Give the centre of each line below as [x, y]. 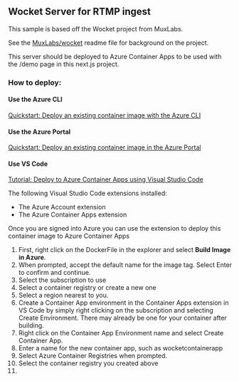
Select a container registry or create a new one [87, 288]
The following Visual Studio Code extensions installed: [88, 193]
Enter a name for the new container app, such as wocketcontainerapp [121, 348]
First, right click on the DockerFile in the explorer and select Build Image [124, 250]
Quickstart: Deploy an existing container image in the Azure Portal [105, 147]
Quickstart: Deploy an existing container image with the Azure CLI [105, 115]
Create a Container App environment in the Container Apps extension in [123, 303]
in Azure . [32, 257]
